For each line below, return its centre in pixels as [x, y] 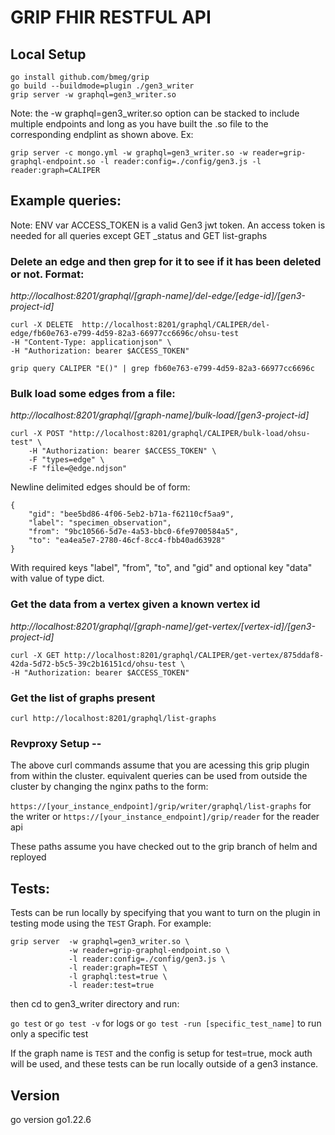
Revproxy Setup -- [56, 743]
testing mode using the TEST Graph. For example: [111, 923]
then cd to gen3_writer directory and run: [95, 1004]
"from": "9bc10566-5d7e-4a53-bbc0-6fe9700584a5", [134, 532]
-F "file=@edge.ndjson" [78, 469]
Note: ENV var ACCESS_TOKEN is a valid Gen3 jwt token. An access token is [168, 225]
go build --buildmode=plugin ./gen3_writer [102, 86]
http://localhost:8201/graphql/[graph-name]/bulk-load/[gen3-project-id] [160, 415]
